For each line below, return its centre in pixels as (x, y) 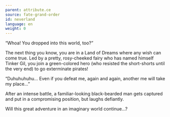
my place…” (18, 84)
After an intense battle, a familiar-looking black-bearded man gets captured (84, 94)
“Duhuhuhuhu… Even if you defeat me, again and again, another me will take (85, 79)
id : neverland (20, 19)
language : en (19, 24)
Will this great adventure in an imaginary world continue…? (66, 109)
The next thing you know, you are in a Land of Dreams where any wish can (83, 53)
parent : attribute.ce (28, 10)
